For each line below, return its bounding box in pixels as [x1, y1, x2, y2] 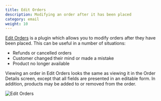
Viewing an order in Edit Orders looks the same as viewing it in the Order [5, 70, 156, 76]
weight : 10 [5, 21, 28, 26]
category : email [5, 16, 39, 21]
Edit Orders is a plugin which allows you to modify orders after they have [5, 35, 156, 41]
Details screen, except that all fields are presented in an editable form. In [5, 75, 156, 81]
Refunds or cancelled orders [12, 50, 72, 56]
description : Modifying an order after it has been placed [5, 12, 132, 17]
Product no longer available [12, 60, 70, 66]
